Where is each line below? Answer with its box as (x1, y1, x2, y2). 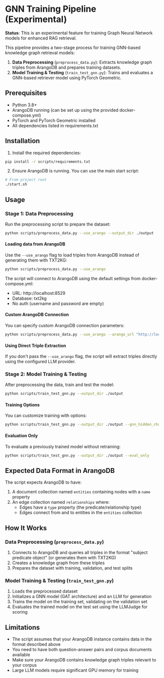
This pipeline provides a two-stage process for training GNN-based (5, 44, 141, 50)
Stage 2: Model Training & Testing (5, 371, 87, 378)
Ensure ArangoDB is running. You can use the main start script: (12, 168, 139, 174)
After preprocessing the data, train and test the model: (5, 382, 115, 388)
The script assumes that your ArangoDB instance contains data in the (12, 636, 152, 642)
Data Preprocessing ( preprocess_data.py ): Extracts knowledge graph (12, 59, 152, 65)
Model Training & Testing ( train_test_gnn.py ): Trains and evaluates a (12, 69, 153, 75)
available (12, 652, 30, 657)
